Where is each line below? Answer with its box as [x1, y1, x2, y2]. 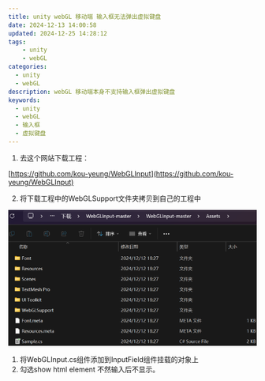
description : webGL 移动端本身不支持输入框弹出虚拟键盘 [8, 88, 176, 96]
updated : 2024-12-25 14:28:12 [8, 29, 108, 37]
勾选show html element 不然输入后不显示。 [19, 364, 160, 374]
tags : [8, 38, 26, 46]
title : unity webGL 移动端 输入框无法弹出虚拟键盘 [8, 13, 162, 21]
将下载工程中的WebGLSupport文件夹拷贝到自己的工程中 [19, 194, 201, 203]
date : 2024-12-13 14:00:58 [8, 21, 97, 29]
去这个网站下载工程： [19, 153, 89, 162]
